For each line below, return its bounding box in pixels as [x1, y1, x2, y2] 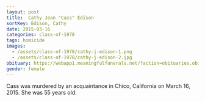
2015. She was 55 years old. [6, 89, 77, 97]
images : [6, 43, 26, 49]
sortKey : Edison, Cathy [6, 20, 67, 26]
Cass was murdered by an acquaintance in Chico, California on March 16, [6, 82, 190, 90]
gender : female [6, 65, 45, 72]
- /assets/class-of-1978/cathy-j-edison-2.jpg [12, 54, 132, 60]
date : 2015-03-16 [6, 26, 51, 32]
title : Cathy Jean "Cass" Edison [6, 15, 95, 21]
